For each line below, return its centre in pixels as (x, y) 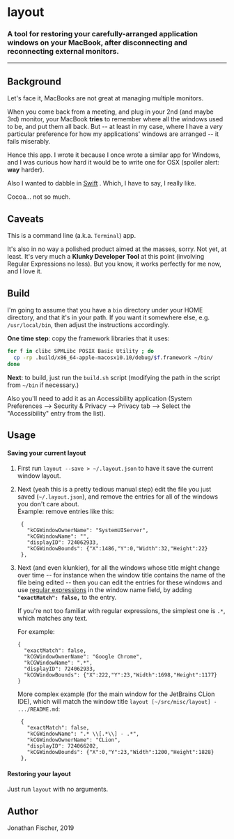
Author (23, 811)
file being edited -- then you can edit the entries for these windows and (120, 582)
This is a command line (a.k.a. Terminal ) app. (72, 236)
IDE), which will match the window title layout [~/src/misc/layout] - (117, 702)
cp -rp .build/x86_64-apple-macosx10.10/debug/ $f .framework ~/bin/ (114, 357)
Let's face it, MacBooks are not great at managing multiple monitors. (106, 98)
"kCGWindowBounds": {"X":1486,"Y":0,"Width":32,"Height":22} (117, 549)
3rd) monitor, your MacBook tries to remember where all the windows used (115, 119)
